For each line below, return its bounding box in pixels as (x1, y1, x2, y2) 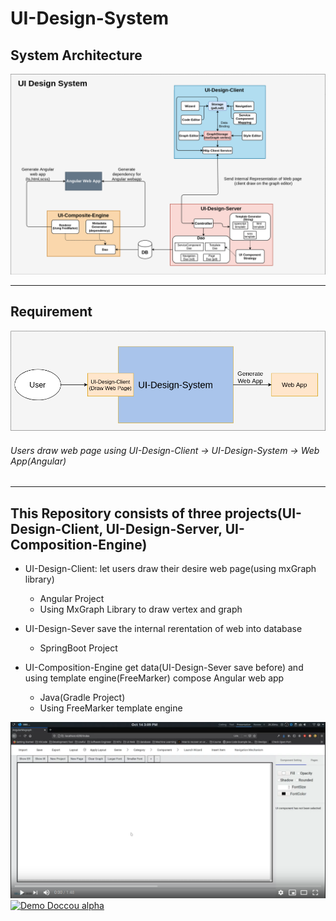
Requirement (10, 303, 93, 321)
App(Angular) (10, 455, 67, 467)
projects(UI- (224, 505, 302, 522)
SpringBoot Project (39, 642, 118, 654)
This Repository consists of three (10, 505, 222, 522)
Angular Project (39, 593, 105, 605)
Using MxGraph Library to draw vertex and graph (39, 603, 243, 616)
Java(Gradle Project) (39, 692, 126, 704)
